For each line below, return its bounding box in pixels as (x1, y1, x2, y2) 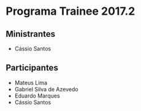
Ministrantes (6, 29, 56, 39)
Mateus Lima (14, 78, 47, 86)
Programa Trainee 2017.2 (6, 4, 135, 18)
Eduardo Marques (14, 92, 60, 99)
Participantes (6, 63, 59, 73)
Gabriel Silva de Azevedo (14, 85, 78, 93)
